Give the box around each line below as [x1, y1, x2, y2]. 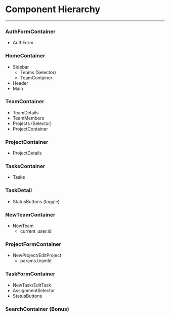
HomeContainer [5, 52, 46, 59]
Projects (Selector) [12, 120, 52, 126]
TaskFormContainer [5, 270, 56, 277]
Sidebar [12, 64, 29, 70]
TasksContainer [5, 163, 46, 170]
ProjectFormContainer [5, 240, 62, 247]
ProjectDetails [12, 150, 42, 156]
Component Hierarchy [5, 4, 101, 15]
